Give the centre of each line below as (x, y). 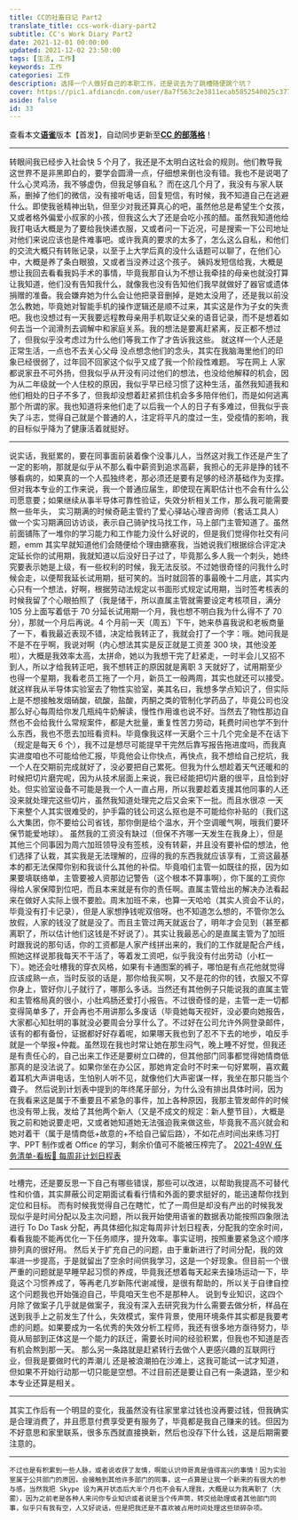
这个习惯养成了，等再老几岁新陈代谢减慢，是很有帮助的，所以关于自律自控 (153, 1283)
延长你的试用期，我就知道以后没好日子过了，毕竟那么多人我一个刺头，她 (149, 556)
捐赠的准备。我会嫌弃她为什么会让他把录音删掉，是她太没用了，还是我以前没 (149, 295)
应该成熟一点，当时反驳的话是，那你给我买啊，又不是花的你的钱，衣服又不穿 (149, 978)
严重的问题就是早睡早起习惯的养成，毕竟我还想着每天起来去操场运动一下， (145, 1272)
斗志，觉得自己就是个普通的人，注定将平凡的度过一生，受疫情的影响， (153, 418)
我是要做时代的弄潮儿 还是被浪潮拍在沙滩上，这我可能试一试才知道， (158, 1361)
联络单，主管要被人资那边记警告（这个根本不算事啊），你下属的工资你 (159, 878)
